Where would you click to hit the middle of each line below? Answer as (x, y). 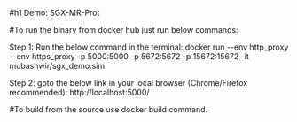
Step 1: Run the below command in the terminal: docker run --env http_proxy (149, 47)
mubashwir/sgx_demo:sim (57, 66)
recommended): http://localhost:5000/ (79, 92)
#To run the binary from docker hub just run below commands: (124, 30)
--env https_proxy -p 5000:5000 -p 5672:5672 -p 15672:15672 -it (129, 56)
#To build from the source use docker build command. (109, 109)
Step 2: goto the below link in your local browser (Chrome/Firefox (129, 83)
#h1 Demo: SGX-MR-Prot (55, 13)
